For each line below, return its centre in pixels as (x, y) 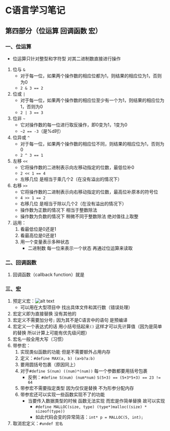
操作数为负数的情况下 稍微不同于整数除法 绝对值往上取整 (79, 216)
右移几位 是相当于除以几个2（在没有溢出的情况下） (73, 204)
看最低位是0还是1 (38, 229)
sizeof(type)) (50, 412)
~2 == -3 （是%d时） (42, 131)
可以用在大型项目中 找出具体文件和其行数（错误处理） (76, 307)
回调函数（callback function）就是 (48, 275)
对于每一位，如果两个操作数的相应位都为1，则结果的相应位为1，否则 (91, 76)
